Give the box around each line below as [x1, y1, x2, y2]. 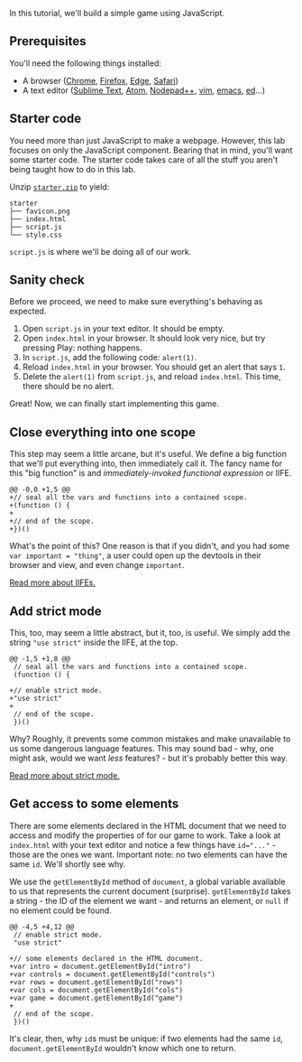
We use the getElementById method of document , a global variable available [9, 876, 286, 887]
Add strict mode [9, 603, 102, 619]
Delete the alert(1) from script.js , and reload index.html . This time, [22, 371, 281, 382]
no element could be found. [9, 905, 113, 916]
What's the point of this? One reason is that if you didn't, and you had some [9, 541, 290, 552]
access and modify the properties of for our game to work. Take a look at [9, 830, 281, 841]
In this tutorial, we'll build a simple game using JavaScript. [9, 8, 225, 18]
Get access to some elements [9, 796, 179, 812]
